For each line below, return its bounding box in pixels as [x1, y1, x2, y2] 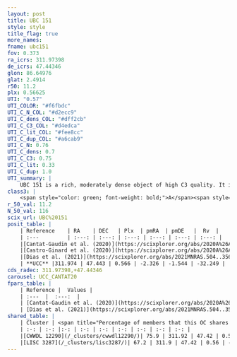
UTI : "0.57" [7, 96, 42, 103]
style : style [7, 23, 46, 30]
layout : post [7, 10, 46, 18]
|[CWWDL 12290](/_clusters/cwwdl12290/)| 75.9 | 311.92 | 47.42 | [20, 332, 219, 339]
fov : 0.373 [7, 50, 39, 57]
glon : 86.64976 [7, 69, 52, 76]
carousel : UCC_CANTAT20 [7, 273, 78, 280]
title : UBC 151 [7, 17, 52, 24]
